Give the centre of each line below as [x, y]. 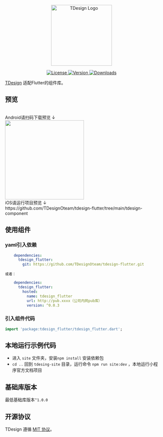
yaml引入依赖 [21, 245]
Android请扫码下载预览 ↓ [30, 117]
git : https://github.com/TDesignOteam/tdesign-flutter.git [83, 265]
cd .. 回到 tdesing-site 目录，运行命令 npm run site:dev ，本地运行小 [83, 364]
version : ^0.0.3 [43, 305]
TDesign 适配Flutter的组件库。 [35, 83]
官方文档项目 [29, 370]
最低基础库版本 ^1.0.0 [26, 400]
